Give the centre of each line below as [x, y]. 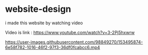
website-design [38, 9]
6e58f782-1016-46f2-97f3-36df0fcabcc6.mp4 [53, 47]
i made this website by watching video [44, 23]
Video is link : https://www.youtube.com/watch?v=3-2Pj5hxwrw [70, 32]
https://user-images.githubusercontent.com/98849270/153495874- [74, 42]
